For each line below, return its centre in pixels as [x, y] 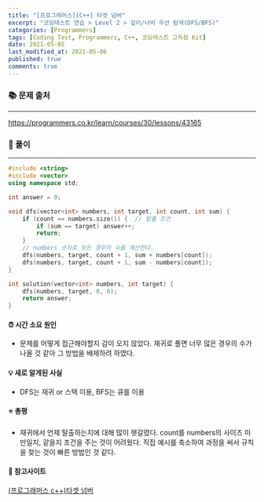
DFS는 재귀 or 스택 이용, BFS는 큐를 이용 [82, 391]
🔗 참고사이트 [27, 471]
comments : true [33, 67]
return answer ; [47, 299]
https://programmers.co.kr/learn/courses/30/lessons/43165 [105, 123]
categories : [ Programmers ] [52, 30]
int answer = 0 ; [35, 197]
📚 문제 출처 [29, 95]
